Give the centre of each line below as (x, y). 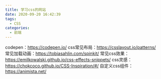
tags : (11, 19)
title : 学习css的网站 (26, 10)
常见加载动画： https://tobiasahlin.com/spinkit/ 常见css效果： (67, 53)
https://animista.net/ (26, 71)
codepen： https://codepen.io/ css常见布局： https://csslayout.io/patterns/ (80, 47)
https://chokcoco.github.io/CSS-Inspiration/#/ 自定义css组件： (69, 66)
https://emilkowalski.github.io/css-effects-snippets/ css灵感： (69, 59)
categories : (17, 28)
